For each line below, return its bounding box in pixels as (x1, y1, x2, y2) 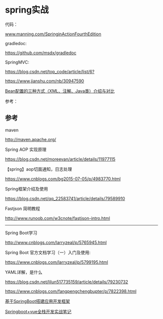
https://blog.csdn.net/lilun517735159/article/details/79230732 (5, 279, 129, 285)
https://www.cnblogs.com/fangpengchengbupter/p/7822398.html (5, 288, 137, 294)
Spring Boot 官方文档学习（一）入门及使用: (5, 249, 91, 255)
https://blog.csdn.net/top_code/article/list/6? (5, 68, 95, 74)
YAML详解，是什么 (5, 269, 43, 275)
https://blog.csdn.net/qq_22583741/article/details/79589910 (5, 195, 125, 201)
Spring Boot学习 (5, 230, 37, 236)
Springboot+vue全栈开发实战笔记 (5, 308, 72, 314)
